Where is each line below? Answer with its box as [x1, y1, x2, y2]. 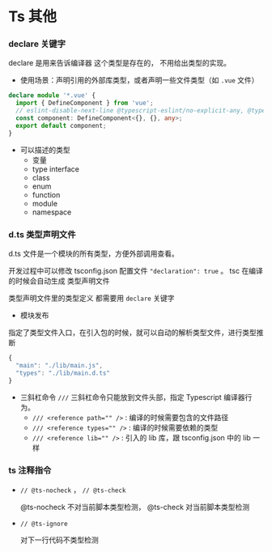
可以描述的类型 [19, 145, 70, 155]
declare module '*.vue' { [8, 91, 96, 100]
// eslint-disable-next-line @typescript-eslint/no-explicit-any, [15, 107, 244, 115]
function [32, 189, 61, 199]
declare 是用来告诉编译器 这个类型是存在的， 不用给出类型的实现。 [8, 58, 231, 68]
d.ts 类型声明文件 [8, 228, 76, 240]
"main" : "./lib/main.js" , [15, 361, 104, 369]
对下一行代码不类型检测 [19, 535, 99, 545]
